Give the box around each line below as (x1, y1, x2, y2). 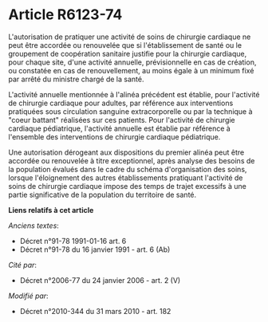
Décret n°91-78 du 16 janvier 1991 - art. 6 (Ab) (19, 245, 171, 254)
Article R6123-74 (8, 6, 123, 24)
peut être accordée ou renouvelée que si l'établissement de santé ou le (8, 40, 242, 49)
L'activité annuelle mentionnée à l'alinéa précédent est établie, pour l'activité (8, 89, 260, 99)
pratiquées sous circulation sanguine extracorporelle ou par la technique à (8, 106, 253, 116)
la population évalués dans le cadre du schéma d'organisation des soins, (8, 164, 247, 174)
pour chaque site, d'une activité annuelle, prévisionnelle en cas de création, (8, 57, 257, 67)
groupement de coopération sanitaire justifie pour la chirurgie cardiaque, (8, 49, 247, 58)
